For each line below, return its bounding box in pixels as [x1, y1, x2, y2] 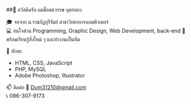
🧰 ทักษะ [6, 48, 23, 54]
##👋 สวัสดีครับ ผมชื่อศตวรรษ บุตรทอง [6, 6, 82, 13]
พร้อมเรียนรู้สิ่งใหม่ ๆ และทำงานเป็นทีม [6, 36, 80, 43]
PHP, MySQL [14, 66, 46, 73]
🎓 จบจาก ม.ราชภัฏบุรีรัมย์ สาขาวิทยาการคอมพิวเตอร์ [6, 18, 109, 25]
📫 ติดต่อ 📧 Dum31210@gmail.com [6, 84, 87, 90]
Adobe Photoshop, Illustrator [14, 72, 85, 79]
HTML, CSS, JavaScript [14, 60, 73, 66]
